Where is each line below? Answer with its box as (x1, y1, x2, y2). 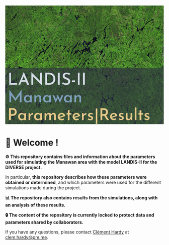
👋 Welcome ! (5, 137, 59, 148)
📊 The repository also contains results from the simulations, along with (5, 194, 158, 201)
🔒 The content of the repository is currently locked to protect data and (5, 212, 154, 218)
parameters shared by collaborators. (5, 219, 84, 225)
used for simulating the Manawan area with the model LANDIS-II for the (5, 159, 157, 165)
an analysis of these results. (5, 202, 66, 208)
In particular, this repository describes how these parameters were (5, 174, 147, 180)
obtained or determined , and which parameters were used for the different (5, 179, 161, 185)
